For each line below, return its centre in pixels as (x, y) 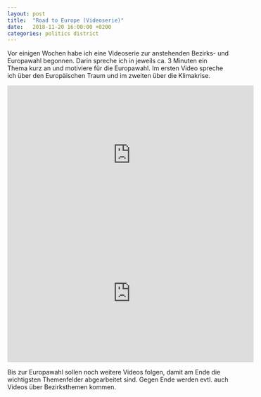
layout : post (26, 14)
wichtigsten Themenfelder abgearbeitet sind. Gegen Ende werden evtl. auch (118, 379)
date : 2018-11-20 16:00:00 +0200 (59, 27)
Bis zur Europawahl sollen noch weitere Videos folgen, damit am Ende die (114, 372)
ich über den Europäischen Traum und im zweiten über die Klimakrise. (109, 76)
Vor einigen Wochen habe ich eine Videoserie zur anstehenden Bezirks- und (118, 53)
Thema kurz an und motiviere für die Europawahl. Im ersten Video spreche (115, 68)
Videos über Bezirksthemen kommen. (62, 387)
